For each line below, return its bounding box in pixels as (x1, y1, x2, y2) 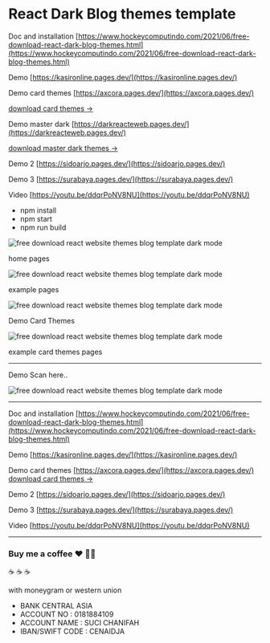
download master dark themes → (8, 143, 118, 153)
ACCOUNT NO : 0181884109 (19, 609, 114, 619)
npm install (19, 206, 57, 215)
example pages (8, 284, 59, 294)
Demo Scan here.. (8, 370, 68, 380)
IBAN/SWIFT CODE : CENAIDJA (19, 627, 125, 637)
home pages (8, 254, 50, 263)
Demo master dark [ (8, 119, 75, 128)
